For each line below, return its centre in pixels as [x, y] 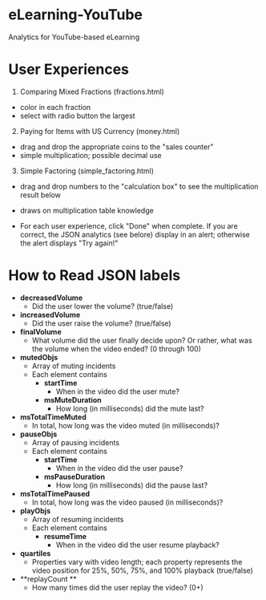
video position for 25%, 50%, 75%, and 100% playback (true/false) [143, 570]
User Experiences [69, 69]
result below [40, 195]
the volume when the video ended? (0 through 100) [117, 349]
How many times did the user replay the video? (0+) [118, 587]
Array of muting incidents [74, 366]
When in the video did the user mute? [118, 391]
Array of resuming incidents [78, 519]
